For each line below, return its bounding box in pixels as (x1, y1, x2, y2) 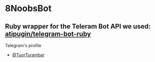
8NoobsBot (5, 3, 52, 14)
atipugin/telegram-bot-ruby (5, 30, 91, 38)
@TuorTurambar (12, 52, 45, 58)
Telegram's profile (5, 43, 42, 48)
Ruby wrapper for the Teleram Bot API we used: (5, 22, 151, 31)
